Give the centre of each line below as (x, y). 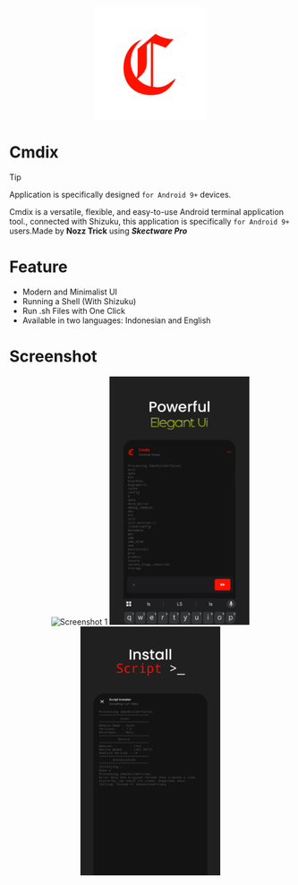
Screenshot (53, 357)
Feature (38, 267)
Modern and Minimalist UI (70, 292)
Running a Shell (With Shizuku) (79, 301)
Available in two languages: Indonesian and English (116, 320)
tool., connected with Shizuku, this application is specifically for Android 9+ (149, 221)
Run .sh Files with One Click (73, 311)
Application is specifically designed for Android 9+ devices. (120, 194)
